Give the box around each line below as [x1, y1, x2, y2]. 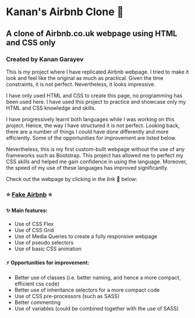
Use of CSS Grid [14, 227, 54, 233]
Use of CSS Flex [14, 221, 54, 227]
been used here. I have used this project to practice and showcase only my [6, 98, 186, 105]
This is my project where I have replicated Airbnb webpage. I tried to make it [6, 68, 189, 75]
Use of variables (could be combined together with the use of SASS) [14, 305, 179, 312]
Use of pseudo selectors [14, 239, 74, 246]
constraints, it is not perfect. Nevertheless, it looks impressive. [6, 81, 156, 88]
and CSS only [6, 37, 56, 47]
